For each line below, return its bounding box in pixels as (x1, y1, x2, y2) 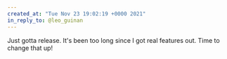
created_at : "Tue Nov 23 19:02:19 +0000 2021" (7, 10, 146, 18)
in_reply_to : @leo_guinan (7, 17, 83, 24)
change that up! (7, 44, 53, 52)
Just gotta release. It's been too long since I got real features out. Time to (7, 36, 220, 44)
